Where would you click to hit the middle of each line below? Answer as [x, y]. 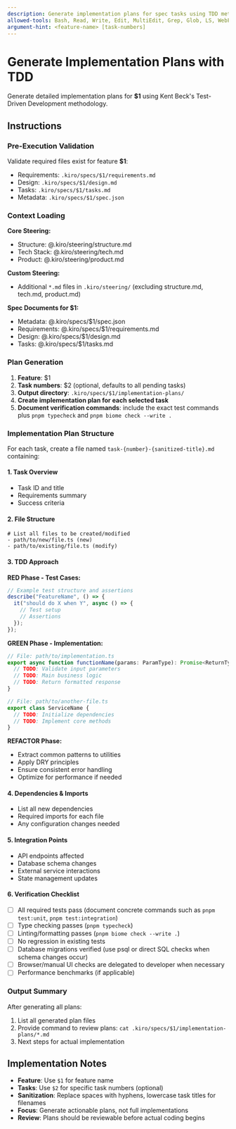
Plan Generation [35, 362]
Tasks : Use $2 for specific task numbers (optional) [90, 1088]
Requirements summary [52, 495]
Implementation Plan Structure [61, 433]
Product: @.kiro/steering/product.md [71, 260]
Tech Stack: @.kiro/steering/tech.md [71, 252]
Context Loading [36, 216]
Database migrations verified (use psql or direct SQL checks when [113, 949]
